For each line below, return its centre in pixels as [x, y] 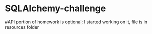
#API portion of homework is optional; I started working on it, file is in [76, 22]
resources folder [22, 27]
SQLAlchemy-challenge [56, 8]
